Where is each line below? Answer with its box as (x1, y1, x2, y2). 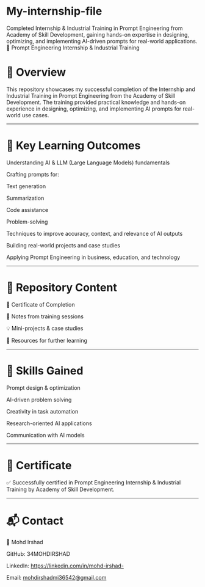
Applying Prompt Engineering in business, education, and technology (6, 253, 181, 261)
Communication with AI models (6, 431, 85, 439)
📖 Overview (6, 65, 66, 79)
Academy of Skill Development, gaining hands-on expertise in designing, (6, 31, 190, 38)
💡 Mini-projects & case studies (6, 324, 84, 332)
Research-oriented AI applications (6, 420, 93, 427)
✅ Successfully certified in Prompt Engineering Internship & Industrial (6, 478, 181, 486)
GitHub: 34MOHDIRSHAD (6, 550, 71, 557)
